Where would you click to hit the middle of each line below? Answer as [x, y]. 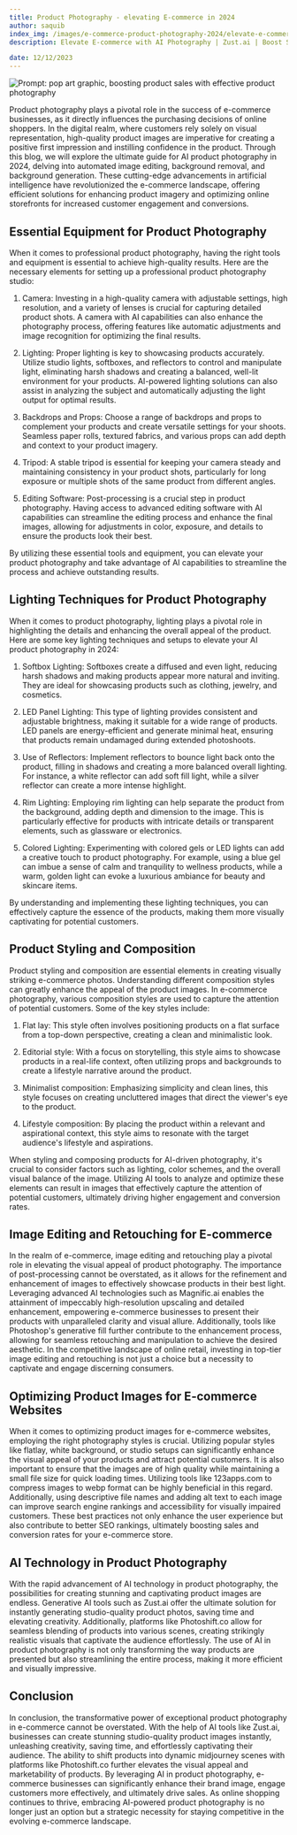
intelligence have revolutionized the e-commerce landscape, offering [135, 185]
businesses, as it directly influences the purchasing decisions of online [138, 119]
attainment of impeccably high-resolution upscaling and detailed [127, 1302]
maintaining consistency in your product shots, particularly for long [144, 472]
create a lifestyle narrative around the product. [107, 1071]
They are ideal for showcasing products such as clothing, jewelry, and [149, 685]
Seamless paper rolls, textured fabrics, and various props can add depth [154, 435]
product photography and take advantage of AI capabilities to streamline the [148, 562]
